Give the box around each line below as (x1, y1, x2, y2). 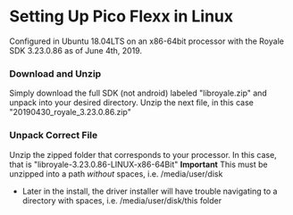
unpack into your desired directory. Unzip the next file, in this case (9, 97, 255, 108)
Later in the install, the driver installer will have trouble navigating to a (21, 186, 278, 196)
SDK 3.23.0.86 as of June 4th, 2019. (9, 45, 143, 55)
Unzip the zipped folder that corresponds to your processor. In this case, (9, 149, 277, 160)
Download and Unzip (9, 67, 102, 79)
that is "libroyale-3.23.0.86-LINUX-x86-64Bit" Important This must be (9, 159, 268, 170)
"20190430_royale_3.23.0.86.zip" (9, 107, 131, 118)
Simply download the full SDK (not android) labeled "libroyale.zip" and (9, 87, 268, 99)
